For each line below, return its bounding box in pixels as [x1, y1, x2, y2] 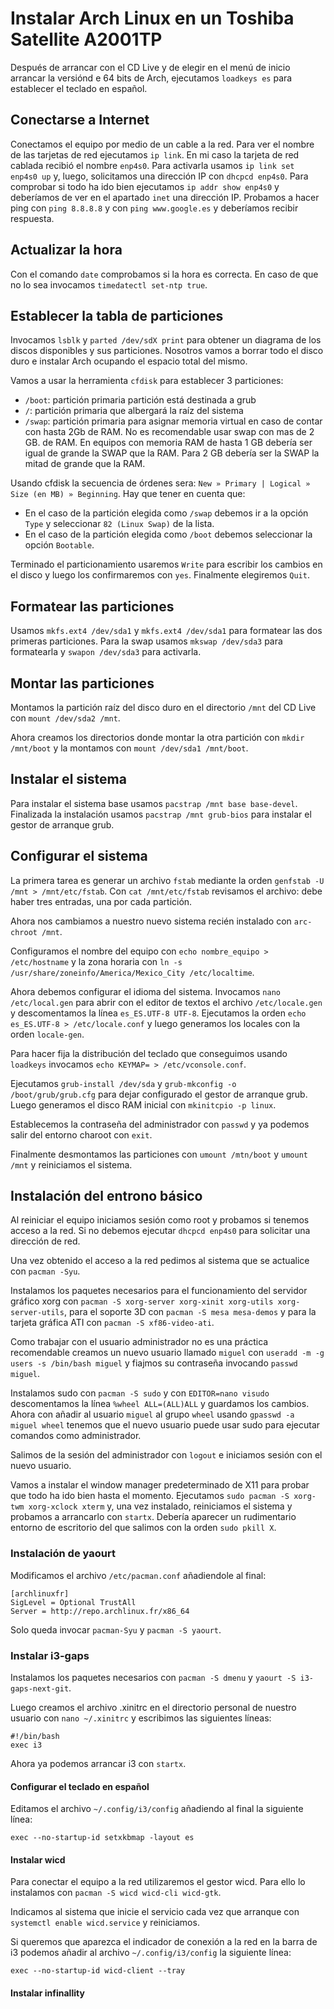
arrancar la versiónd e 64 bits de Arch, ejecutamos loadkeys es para [10, 72, 293, 84]
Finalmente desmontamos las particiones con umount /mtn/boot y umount [10, 1148, 308, 1160]
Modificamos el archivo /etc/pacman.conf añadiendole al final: [10, 1569, 267, 1581]
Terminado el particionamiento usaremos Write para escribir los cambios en [10, 558, 323, 571]
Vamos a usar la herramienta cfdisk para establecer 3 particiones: [10, 375, 284, 387]
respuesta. [10, 212, 55, 224]
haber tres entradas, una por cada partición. [10, 895, 193, 907]
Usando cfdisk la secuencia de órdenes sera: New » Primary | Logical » [10, 477, 311, 489]
